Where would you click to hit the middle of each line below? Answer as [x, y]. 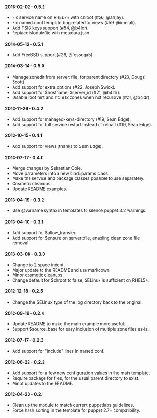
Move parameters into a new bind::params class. [60, 173]
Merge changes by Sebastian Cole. [47, 168]
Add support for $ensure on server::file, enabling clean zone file [76, 238]
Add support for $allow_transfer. [44, 232]
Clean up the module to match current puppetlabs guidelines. [73, 405]
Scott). [19, 82]
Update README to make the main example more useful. [69, 324]
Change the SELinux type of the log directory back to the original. [77, 302]
